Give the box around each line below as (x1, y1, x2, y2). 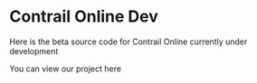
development (9, 45, 59, 56)
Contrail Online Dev (9, 6, 158, 27)
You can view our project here (9, 63, 122, 74)
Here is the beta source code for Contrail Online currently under (9, 36, 248, 47)
